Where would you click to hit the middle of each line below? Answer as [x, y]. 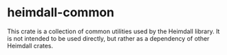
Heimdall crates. [30, 45]
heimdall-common [61, 13]
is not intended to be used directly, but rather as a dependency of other [108, 38]
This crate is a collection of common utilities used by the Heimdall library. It [113, 31]
